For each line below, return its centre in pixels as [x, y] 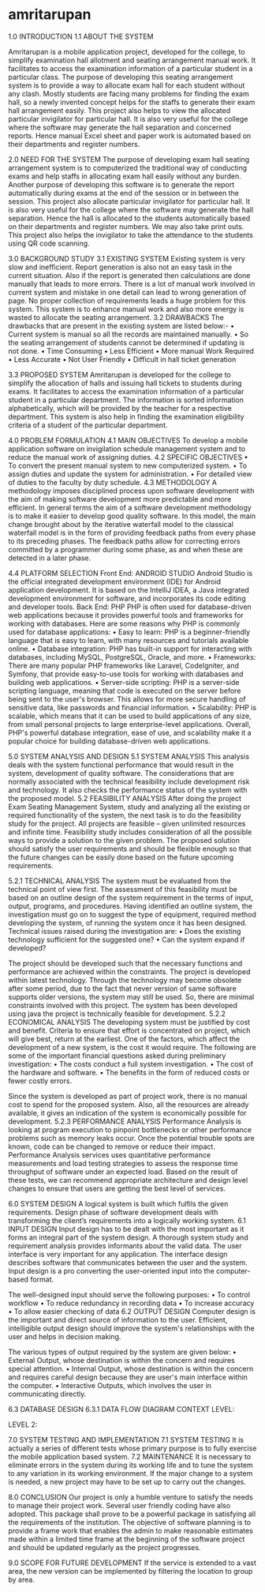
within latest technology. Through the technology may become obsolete [125, 980]
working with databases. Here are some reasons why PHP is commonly [124, 623]
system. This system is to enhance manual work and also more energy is [126, 309]
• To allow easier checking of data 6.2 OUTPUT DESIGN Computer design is [132, 1311]
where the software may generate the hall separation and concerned [119, 127]
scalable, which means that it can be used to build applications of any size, [130, 716]
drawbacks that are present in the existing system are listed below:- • [121, 326]
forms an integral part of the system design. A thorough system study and [128, 1237]
